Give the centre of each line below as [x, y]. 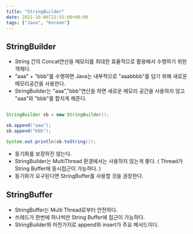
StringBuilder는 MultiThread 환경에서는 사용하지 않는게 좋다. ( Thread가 [99, 161]
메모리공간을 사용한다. [40, 84]
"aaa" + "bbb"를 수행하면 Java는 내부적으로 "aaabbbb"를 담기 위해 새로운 [101, 76]
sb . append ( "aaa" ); [29, 126]
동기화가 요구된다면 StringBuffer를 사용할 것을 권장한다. [79, 175]
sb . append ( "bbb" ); [29, 131]
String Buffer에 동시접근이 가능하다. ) [58, 168]
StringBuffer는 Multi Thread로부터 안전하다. [66, 210]
